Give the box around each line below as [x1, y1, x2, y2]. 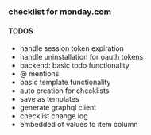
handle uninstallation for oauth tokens [19, 52, 144, 62]
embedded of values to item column [19, 120, 138, 129]
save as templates [19, 94, 79, 104]
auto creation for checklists [19, 86, 110, 95]
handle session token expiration [19, 44, 125, 53]
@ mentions [19, 69, 60, 79]
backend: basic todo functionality [19, 60, 130, 70]
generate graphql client [19, 102, 97, 113]
